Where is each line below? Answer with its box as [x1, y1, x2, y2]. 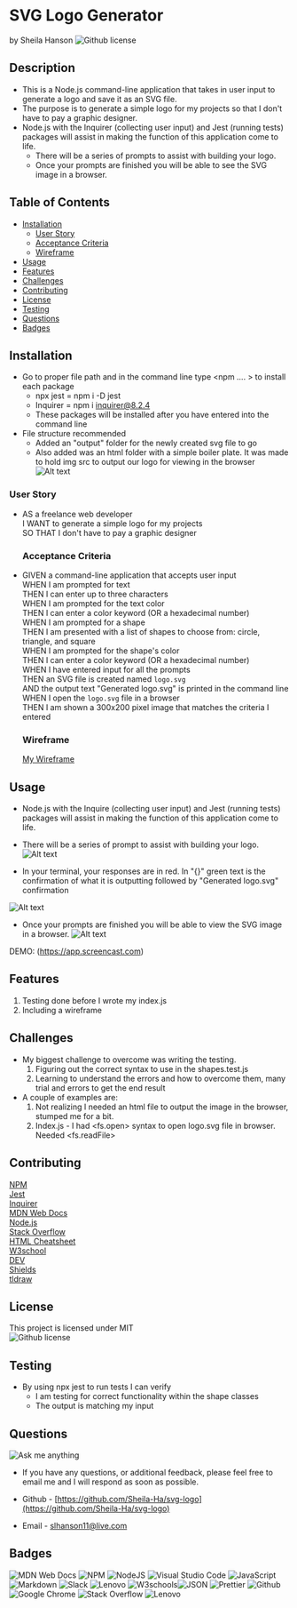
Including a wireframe [21, 1004, 102, 1015]
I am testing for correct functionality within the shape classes [35, 1391, 259, 1402]
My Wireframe [21, 754, 75, 764]
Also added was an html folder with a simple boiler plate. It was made [35, 447, 289, 458]
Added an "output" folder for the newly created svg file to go [35, 437, 257, 449]
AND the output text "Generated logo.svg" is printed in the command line [21, 683, 289, 693]
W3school [9, 1245, 47, 1256]
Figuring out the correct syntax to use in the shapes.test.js [35, 1063, 249, 1074]
